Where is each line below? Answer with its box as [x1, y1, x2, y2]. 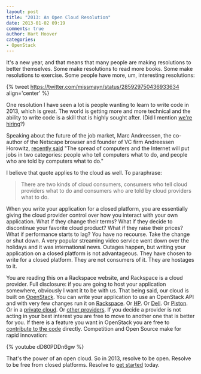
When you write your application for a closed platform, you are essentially [6, 205, 188, 212]
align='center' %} [6, 89, 50, 97]
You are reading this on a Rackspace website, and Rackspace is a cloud [6, 274, 184, 281]
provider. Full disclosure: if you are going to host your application [6, 280, 166, 288]
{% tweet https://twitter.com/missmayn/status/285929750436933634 [6, 83, 179, 90]
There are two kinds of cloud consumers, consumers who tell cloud [20, 181, 187, 188]
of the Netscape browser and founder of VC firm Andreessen [23, 138, 175, 145]
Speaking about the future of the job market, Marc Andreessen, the [6, 131, 172, 139]
